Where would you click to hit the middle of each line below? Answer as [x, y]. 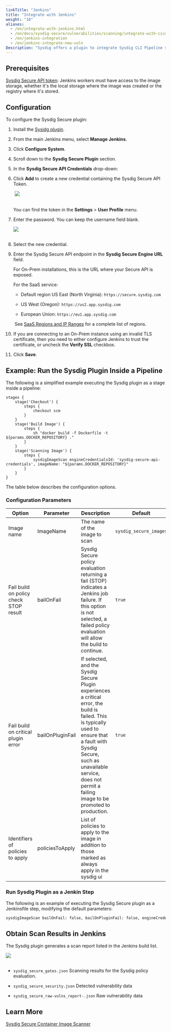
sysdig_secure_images [141, 531]
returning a [94, 575]
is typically [94, 723]
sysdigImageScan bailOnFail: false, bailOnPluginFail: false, [73, 918]
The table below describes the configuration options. [61, 487]
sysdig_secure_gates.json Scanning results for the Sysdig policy [81, 971]
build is [89, 710]
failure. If [91, 600]
